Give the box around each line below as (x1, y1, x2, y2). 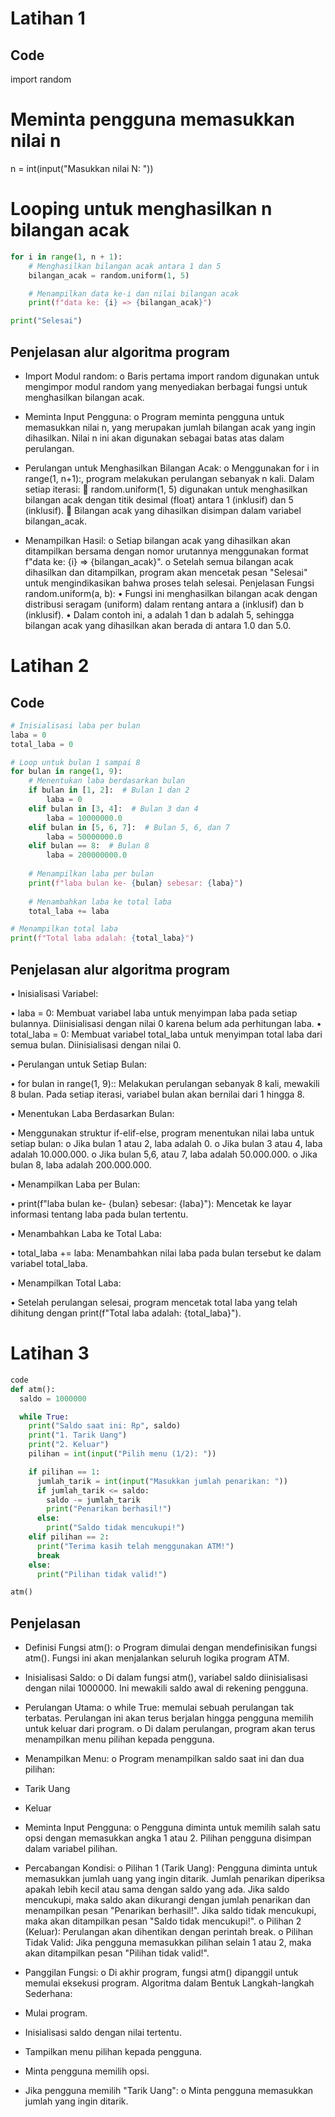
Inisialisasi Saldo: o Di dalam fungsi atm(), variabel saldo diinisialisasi (24, 1672, 308, 1684)
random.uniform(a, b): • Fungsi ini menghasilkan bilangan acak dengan (24, 587, 318, 599)
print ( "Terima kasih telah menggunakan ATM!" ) (36, 1541, 235, 1551)
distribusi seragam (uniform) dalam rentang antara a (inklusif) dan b (24, 598, 304, 610)
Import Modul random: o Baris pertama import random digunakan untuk (24, 370, 320, 382)
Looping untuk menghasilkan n (10, 198, 273, 221)
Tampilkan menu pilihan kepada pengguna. (24, 2046, 203, 2058)
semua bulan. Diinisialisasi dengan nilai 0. (10, 1039, 182, 1051)
